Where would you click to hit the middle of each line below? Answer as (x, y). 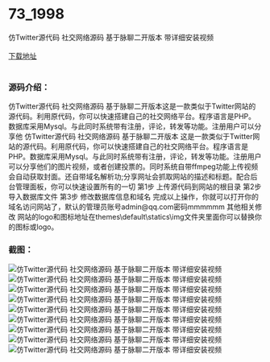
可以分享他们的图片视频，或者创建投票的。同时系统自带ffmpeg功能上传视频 (133, 167)
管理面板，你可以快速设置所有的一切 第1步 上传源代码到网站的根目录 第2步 (138, 187)
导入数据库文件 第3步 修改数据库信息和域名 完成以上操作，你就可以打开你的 (134, 197)
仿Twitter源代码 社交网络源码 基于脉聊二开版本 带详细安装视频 (111, 37)
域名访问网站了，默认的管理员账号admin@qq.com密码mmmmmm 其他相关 (132, 207)
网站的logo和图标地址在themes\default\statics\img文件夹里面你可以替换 (136, 217)
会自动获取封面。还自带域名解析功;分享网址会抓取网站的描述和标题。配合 (130, 177)
